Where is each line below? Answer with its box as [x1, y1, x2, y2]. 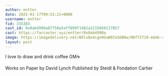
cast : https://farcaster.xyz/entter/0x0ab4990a [5, 30, 106, 35]
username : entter [5, 16, 41, 21]
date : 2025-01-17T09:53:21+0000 [5, 12, 72, 17]
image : [5, 35, 19, 40]
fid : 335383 [5, 21, 30, 26]
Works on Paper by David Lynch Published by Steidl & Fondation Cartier [5, 65, 153, 71]
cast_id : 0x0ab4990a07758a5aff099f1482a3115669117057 [5, 26, 120, 31]
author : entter [5, 7, 37, 12]
